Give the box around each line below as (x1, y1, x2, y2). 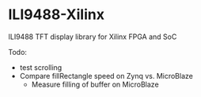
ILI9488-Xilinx (8, 6, 105, 24)
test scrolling (19, 62, 63, 72)
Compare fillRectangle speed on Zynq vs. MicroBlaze (19, 71, 194, 80)
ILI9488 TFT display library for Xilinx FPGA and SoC (8, 32, 177, 41)
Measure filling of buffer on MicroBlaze (31, 80, 160, 89)
